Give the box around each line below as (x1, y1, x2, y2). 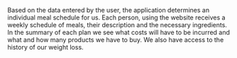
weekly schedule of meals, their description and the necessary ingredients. (7, 21, 227, 29)
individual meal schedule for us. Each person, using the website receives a (7, 13, 226, 22)
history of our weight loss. (7, 43, 84, 51)
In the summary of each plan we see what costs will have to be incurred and (7, 28, 231, 36)
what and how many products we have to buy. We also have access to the (7, 36, 224, 44)
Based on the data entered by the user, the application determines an (7, 6, 210, 14)
